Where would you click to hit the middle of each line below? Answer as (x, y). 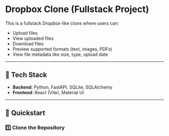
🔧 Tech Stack (26, 75)
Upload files (25, 33)
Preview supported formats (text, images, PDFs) (62, 49)
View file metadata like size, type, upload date (60, 54)
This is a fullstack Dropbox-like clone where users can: (62, 23)
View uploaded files (33, 38)
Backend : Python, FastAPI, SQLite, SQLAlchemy (62, 87)
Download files (28, 43)
